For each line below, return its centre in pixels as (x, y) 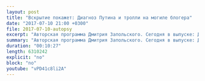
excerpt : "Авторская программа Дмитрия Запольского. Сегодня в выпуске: (101, 35)
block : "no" (21, 63)
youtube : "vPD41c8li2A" (37, 69)
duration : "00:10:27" (34, 46)
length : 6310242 (27, 52)
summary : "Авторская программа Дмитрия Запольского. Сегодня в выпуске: (101, 40)
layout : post (23, 12)
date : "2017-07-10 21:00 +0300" (47, 23)
